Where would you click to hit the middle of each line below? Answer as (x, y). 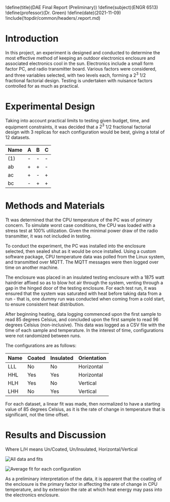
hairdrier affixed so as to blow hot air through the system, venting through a (84, 283)
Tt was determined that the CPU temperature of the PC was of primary (79, 220)
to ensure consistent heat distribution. (45, 305)
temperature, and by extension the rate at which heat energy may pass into (84, 490)
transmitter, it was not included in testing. (48, 236)
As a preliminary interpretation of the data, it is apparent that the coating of (83, 479)
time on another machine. (32, 267)
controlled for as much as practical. (42, 86)
